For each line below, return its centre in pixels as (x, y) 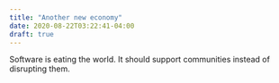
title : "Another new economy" (66, 17)
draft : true (31, 34)
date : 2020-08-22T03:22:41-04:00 (72, 26)
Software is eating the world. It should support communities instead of (139, 60)
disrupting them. (40, 69)
